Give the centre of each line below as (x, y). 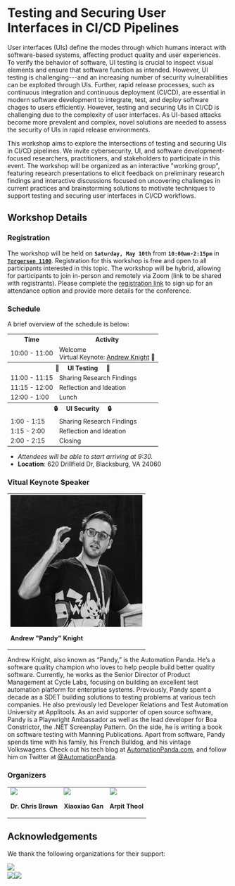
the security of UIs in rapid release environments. (79, 129)
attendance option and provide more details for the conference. (99, 291)
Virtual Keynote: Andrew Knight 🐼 (107, 357)
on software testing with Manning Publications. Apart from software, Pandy (116, 735)
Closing (70, 441)
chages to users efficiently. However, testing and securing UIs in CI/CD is (113, 107)
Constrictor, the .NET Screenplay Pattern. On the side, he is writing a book (115, 727)
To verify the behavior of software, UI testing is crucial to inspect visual (110, 62)
